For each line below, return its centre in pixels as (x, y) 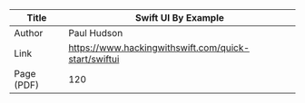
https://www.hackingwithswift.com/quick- (158, 47)
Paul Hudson (95, 33)
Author (29, 33)
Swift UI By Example (179, 18)
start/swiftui (93, 59)
